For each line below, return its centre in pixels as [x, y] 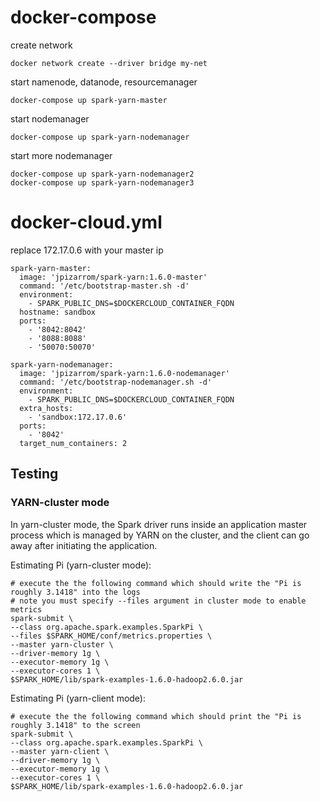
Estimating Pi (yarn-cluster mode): [81, 565]
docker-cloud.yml [86, 222]
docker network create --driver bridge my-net [109, 63]
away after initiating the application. [84, 545]
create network [41, 45]
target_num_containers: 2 [73, 443]
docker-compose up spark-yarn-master [89, 100]
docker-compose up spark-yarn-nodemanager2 [102, 174]
